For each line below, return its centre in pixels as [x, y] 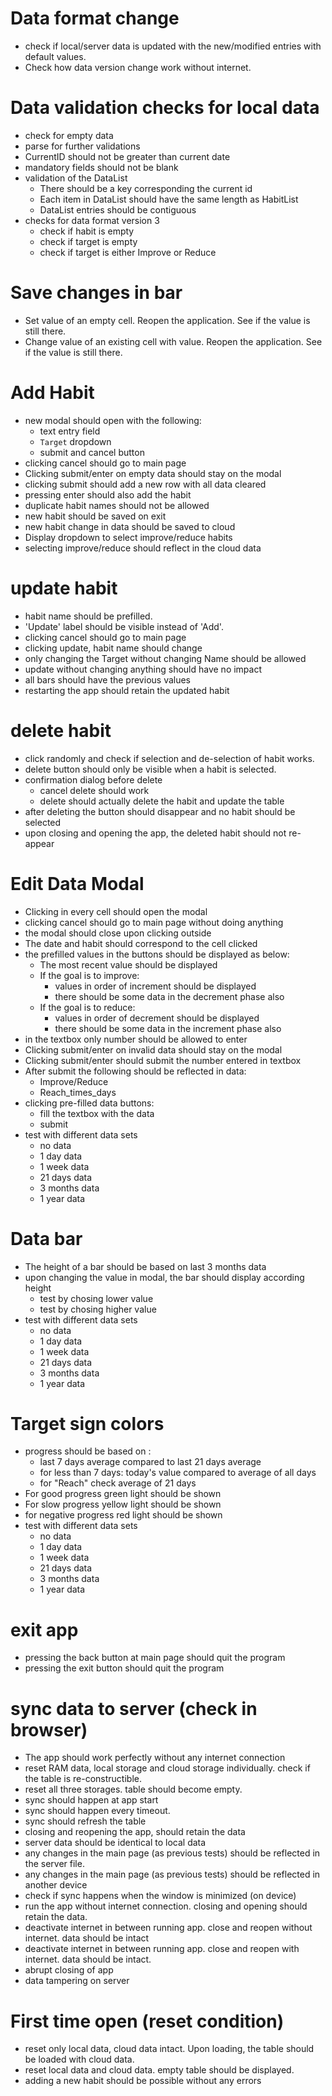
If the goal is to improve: [89, 975]
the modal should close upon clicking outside [118, 933]
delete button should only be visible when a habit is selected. [150, 769]
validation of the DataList [76, 178]
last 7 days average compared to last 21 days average [150, 1462]
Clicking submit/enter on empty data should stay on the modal [153, 473]
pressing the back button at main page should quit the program [155, 1658]
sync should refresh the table [85, 1821]
